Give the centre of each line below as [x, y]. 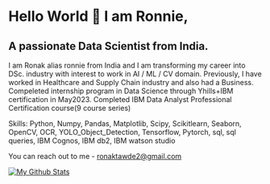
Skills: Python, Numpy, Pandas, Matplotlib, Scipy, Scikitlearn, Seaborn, [125, 123]
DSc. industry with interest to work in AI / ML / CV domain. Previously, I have [135, 74]
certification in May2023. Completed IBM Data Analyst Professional [120, 99]
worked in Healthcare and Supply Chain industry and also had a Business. [131, 82]
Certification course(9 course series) [70, 108]
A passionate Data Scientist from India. [108, 46]
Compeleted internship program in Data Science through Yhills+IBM [121, 91]
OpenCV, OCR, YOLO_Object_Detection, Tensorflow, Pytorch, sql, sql [122, 132]
